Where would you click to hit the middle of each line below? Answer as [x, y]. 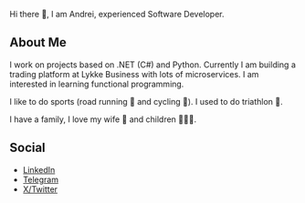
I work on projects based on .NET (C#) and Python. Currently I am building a [153, 65]
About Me [38, 42]
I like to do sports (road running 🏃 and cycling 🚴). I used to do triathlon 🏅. [146, 101]
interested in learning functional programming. [97, 84]
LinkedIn [39, 169]
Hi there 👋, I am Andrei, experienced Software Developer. [117, 14]
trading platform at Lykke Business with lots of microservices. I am [134, 74]
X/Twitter [40, 189]
